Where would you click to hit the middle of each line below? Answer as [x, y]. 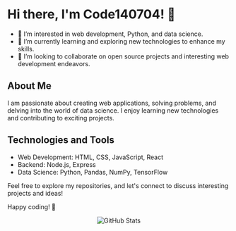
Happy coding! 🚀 [32, 206]
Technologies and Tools [61, 140]
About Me [29, 86]
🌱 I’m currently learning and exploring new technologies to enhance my [121, 41]
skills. [26, 49]
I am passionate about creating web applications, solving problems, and [112, 103]
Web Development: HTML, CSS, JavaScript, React [90, 157]
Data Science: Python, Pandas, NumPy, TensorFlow [93, 172]
